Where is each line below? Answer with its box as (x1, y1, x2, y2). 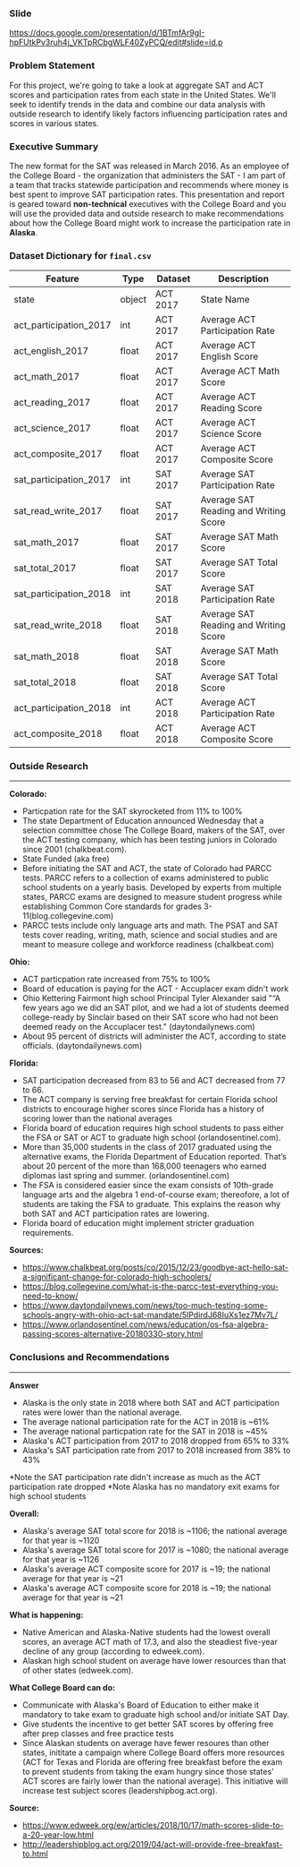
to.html (21, 1848, 49, 1859)
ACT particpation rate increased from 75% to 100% (21, 974, 212, 985)
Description (218, 272, 270, 285)
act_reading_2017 (13, 397, 91, 409)
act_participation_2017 (13, 319, 112, 331)
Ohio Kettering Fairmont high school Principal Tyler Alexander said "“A (21, 993, 281, 1004)
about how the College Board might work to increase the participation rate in (9, 218, 291, 228)
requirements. (21, 1228, 74, 1238)
